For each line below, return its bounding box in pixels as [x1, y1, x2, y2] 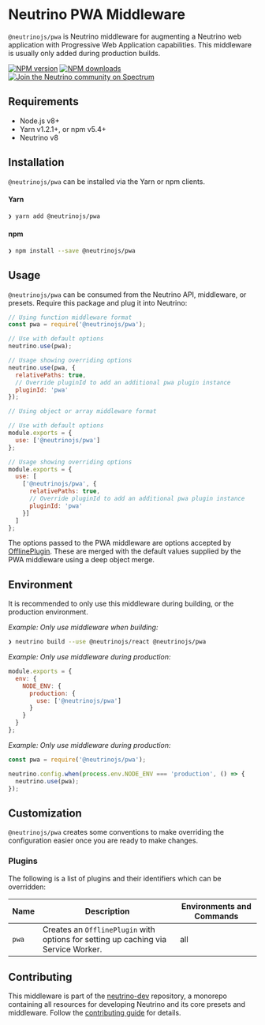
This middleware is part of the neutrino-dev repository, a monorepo [8, 991, 227, 1001]
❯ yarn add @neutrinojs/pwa [8, 212, 101, 220]
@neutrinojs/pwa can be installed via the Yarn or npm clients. [8, 176, 206, 186]
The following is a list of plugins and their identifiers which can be [8, 873, 222, 883]
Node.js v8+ [19, 116, 61, 126]
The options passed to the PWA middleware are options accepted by [8, 539, 231, 548]
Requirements [8, 95, 79, 108]
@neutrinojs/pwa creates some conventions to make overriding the [8, 828, 225, 837]
